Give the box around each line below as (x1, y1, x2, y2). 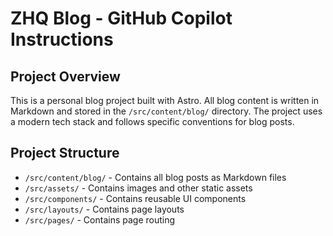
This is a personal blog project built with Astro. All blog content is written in (10, 95, 320, 106)
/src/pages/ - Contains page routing (24, 213, 176, 226)
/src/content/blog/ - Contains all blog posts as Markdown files (24, 171, 287, 183)
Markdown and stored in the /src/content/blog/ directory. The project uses (10, 105, 323, 117)
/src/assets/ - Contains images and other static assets (24, 182, 253, 194)
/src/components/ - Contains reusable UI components (24, 192, 247, 204)
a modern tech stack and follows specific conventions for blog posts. (10, 116, 295, 127)
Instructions (10, 28, 114, 51)
